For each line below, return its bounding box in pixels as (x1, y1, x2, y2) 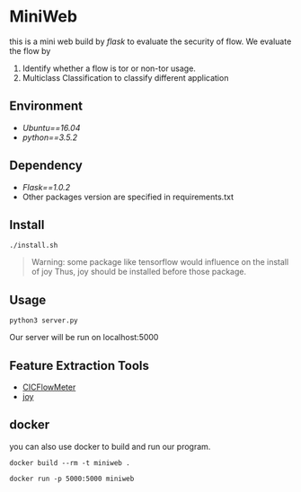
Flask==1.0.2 (22, 181, 71, 192)
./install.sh (9, 241, 58, 250)
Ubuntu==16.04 (22, 122, 81, 133)
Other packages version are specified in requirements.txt (22, 191, 234, 202)
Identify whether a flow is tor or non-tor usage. (22, 63, 196, 74)
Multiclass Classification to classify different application (22, 72, 229, 83)
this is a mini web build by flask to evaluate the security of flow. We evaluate (9, 36, 292, 47)
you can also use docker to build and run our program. (9, 441, 211, 452)
